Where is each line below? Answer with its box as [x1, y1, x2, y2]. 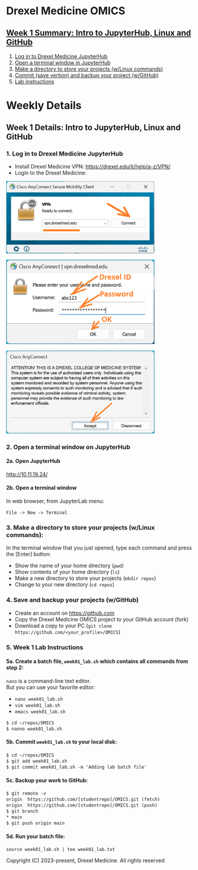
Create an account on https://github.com [14, 609, 114, 617]
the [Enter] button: [6, 551, 52, 558]
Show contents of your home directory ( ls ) [14, 569, 120, 576]
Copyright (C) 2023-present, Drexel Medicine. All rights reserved [6, 857, 165, 864]
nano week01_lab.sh [14, 696, 63, 702]
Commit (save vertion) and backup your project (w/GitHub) [14, 72, 159, 78]
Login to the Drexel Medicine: [14, 169, 87, 176]
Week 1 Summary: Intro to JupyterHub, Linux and [6, 28, 191, 38]
